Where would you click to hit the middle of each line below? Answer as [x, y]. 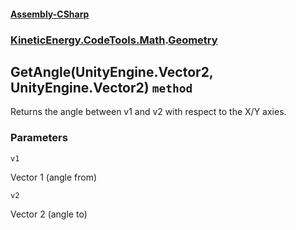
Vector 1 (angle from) [54, 177]
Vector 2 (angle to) [49, 214]
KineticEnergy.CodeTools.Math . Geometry [114, 40]
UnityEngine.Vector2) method [101, 87]
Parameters [39, 138]
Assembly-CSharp [50, 14]
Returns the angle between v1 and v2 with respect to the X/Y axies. [148, 112]
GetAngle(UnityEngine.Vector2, [112, 71]
